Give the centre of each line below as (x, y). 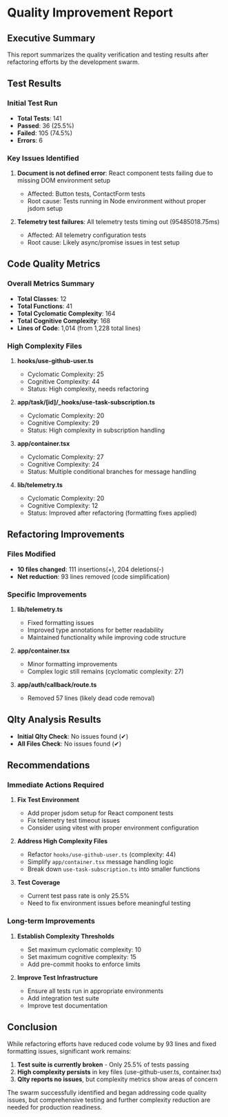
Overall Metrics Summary (51, 284)
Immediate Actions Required (56, 785)
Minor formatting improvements (72, 664)
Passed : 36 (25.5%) (45, 125)
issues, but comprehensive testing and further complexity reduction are (109, 1100)
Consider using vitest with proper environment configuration (113, 828)
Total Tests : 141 (39, 118)
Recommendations (49, 765)
